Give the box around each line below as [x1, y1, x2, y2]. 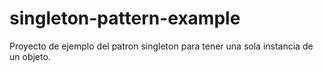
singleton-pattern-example [9, 7, 241, 30]
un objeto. [9, 50, 51, 62]
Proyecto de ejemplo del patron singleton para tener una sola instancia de [9, 40, 314, 52]
